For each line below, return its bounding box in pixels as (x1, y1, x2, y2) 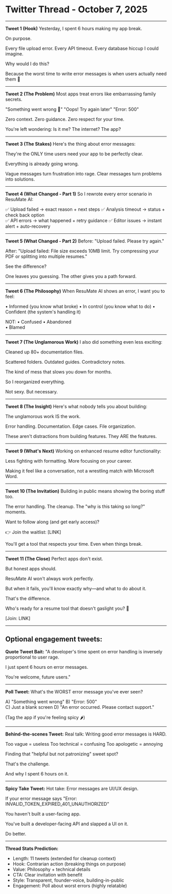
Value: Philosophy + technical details (12, 866, 91, 872)
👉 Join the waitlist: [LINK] (5, 529, 61, 535)
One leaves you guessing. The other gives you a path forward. (5, 273, 137, 279)
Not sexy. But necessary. (5, 388, 58, 394)
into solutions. (5, 176, 35, 182)
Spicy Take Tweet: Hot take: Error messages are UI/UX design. (5, 785, 139, 791)
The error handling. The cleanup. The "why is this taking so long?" (5, 503, 145, 509)
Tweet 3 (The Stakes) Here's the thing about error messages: (5, 141, 136, 147)
